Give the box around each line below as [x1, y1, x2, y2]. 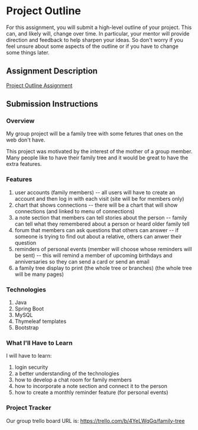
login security [14, 364, 48, 371]
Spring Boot [14, 305, 44, 312]
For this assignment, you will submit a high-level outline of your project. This [6, 24, 192, 31]
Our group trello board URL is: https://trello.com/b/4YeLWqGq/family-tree [6, 417, 185, 424]
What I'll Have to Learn [6, 339, 73, 347]
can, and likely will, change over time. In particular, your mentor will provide [6, 30, 190, 37]
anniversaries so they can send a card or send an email [14, 258, 150, 265]
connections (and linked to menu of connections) [14, 207, 135, 214]
